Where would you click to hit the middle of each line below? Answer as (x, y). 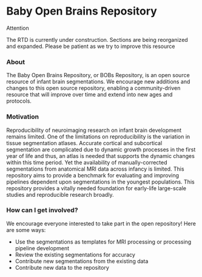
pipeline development (42, 248)
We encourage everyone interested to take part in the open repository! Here (101, 224)
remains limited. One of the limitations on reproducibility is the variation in (98, 136)
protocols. (19, 101)
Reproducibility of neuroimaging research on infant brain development (94, 130)
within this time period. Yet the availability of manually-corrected (87, 162)
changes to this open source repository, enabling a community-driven (93, 88)
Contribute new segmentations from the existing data (82, 261)
